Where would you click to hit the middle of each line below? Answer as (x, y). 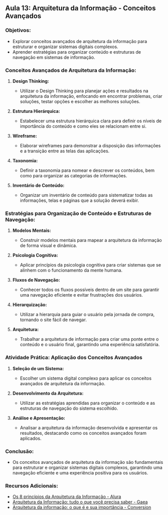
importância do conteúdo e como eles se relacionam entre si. (83, 126)
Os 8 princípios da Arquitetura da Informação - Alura (67, 497)
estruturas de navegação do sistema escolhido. (69, 408)
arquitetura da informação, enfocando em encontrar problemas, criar (91, 96)
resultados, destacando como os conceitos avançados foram (83, 433)
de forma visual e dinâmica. (48, 245)
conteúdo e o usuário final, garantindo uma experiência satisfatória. (90, 345)
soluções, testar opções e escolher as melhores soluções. (80, 101)
